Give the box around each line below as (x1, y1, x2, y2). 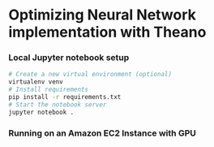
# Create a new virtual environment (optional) (8, 71, 173, 79)
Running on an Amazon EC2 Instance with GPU (8, 128, 196, 139)
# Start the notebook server (8, 100, 107, 109)
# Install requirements (8, 85, 89, 94)
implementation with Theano (8, 23, 207, 41)
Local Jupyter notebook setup (8, 52, 130, 63)
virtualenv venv (8, 78, 63, 86)
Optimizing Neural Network (8, 6, 197, 24)
